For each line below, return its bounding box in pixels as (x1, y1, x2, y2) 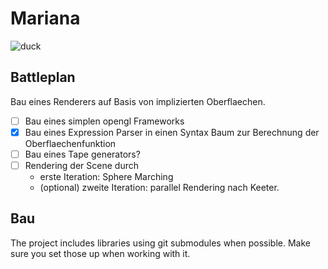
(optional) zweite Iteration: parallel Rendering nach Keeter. (39, 182, 280, 193)
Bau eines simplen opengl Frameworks (24, 115, 185, 127)
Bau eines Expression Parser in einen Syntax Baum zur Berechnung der (24, 126, 320, 138)
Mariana (10, 7, 81, 30)
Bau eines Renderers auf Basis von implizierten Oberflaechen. (10, 95, 266, 107)
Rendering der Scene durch (24, 159, 139, 171)
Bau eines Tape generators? (24, 148, 141, 160)
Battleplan (10, 69, 76, 86)
